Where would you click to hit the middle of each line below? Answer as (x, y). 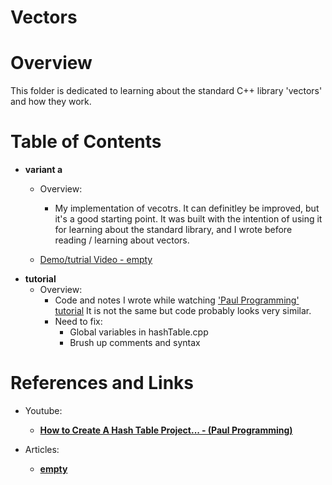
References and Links (102, 383)
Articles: (42, 449)
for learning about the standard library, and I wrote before (173, 230)
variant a (43, 170)
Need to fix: (78, 322)
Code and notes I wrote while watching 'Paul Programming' (177, 300)
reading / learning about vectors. (122, 240)
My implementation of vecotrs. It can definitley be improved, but (187, 208)
